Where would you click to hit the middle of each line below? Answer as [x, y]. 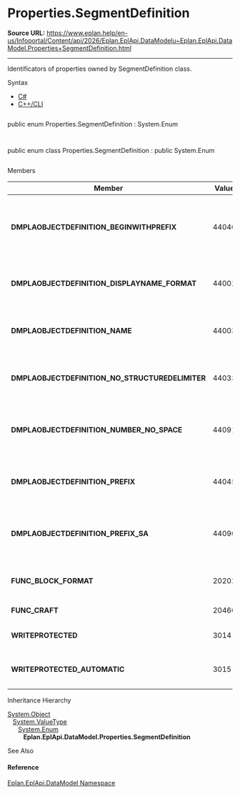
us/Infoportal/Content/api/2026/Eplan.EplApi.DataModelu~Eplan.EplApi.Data [120, 40]
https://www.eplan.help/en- [87, 33]
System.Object [29, 714]
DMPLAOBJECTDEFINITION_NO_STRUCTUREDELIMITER [108, 378]
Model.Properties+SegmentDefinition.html [70, 48]
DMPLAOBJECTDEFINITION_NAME [71, 330]
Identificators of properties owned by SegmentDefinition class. [100, 69]
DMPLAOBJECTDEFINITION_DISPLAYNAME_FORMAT [104, 283]
